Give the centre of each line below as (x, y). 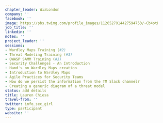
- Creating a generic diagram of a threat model (55, 86)
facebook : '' (18, 18)
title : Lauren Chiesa (27, 95)
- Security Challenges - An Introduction (48, 63)
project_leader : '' (25, 41)
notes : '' (15, 37)
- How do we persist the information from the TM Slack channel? (72, 81)
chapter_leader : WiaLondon (32, 9)
